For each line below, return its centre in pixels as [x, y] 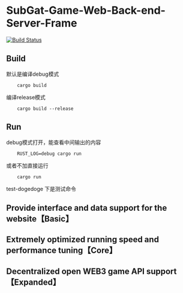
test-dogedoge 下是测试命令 [41, 189]
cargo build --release [45, 109]
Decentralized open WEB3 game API [76, 271]
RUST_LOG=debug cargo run [49, 154]
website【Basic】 [40, 219]
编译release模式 [26, 97]
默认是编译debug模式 [33, 74]
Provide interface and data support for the [87, 208]
